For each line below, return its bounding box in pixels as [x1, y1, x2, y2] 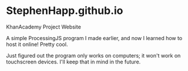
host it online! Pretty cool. [6, 41, 68, 48]
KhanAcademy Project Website [6, 23, 81, 30]
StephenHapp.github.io [6, 4, 123, 17]
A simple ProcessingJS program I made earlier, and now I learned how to [6, 34, 183, 41]
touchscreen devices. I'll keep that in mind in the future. [6, 58, 141, 65]
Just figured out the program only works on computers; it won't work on [6, 52, 181, 59]
